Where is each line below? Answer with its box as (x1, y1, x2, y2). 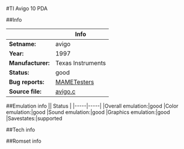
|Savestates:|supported (6, 115, 63, 122)
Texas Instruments (55, 59, 106, 67)
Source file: (9, 88, 42, 95)
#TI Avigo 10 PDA (6, 5, 48, 12)
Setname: (9, 40, 36, 48)
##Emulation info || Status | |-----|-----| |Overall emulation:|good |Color (6, 102, 179, 109)
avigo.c (55, 88, 76, 95)
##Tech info (6, 126, 35, 133)
